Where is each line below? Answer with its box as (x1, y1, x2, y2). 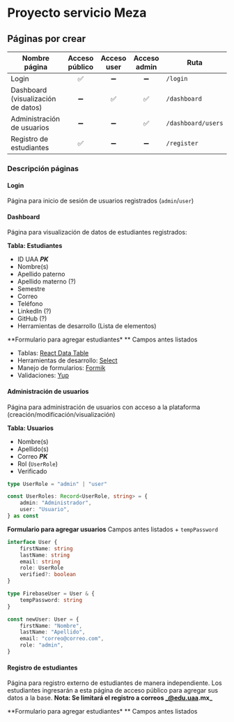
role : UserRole (19, 564, 64, 572)
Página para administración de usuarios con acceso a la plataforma (7, 403, 201, 411)
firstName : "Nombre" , (19, 622, 82, 629)
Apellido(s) (17, 445, 49, 453)
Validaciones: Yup (17, 371, 70, 380)
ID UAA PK (17, 255, 49, 263)
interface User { (7, 538, 58, 545)
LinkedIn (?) (17, 307, 52, 316)
